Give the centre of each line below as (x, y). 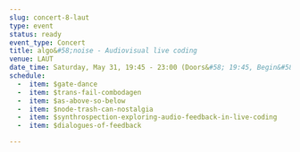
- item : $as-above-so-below (71, 101)
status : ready (36, 34)
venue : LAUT (31, 59)
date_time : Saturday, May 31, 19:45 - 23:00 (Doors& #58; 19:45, (131, 68)
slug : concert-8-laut (50, 17)
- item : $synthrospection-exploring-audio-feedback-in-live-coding (147, 117)
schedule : (28, 76)
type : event (31, 26)
